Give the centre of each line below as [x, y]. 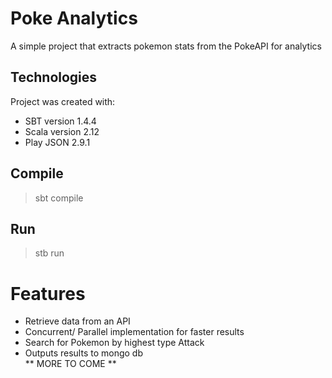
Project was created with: [63, 101]
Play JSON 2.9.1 [57, 142]
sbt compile [59, 198]
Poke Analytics [74, 18]
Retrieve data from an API [77, 321]
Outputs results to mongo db [83, 353]
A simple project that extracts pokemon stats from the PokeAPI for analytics [166, 46]
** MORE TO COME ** [70, 364]
